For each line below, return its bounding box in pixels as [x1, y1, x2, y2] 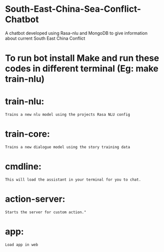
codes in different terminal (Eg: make [5, 63, 159, 74]
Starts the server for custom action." [5, 210, 87, 215]
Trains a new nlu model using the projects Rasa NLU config [5, 112, 131, 117]
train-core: [5, 129, 50, 140]
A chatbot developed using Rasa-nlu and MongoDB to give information [5, 30, 148, 36]
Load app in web [5, 242, 38, 247]
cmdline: [5, 161, 42, 172]
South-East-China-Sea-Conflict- [5, 3, 141, 15]
